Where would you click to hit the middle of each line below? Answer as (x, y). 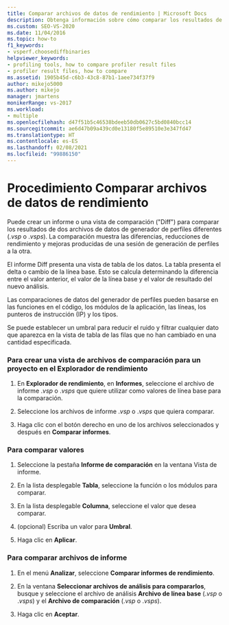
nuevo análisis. (28, 286)
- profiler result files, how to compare (67, 71)
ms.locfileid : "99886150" (44, 154)
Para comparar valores (46, 450)
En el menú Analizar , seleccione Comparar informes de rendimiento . (116, 573)
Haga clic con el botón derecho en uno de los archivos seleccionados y (118, 425)
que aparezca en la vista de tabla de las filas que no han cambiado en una (112, 335)
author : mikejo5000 (35, 84)
